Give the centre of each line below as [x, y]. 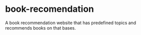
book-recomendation [49, 9]
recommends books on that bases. [41, 28]
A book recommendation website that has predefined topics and [70, 23]
